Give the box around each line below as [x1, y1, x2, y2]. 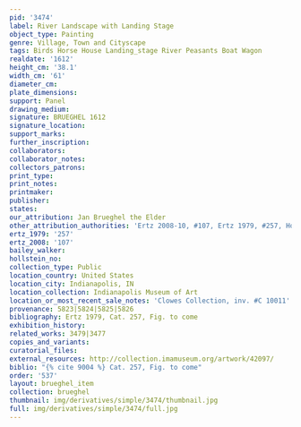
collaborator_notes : [9, 154, 87, 164]
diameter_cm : [9, 80, 58, 89]
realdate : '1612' [9, 55, 74, 64]
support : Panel [9, 96, 66, 106]
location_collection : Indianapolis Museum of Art [9, 287, 199, 296]
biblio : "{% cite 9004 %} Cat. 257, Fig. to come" [9, 363, 202, 371]
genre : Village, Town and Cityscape [9, 38, 146, 47]
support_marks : [9, 130, 66, 139]
